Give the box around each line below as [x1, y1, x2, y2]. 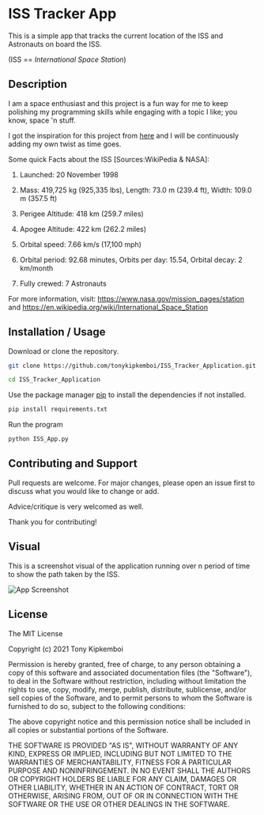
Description [8, 78, 67, 91]
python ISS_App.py [8, 435, 69, 443]
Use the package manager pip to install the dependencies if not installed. [8, 390, 247, 400]
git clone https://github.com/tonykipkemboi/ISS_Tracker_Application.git [8, 362, 257, 370]
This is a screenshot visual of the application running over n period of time [8, 561, 251, 570]
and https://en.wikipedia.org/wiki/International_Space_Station [8, 302, 208, 312]
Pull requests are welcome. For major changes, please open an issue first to [8, 478, 255, 487]
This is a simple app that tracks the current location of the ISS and [8, 31, 224, 40]
